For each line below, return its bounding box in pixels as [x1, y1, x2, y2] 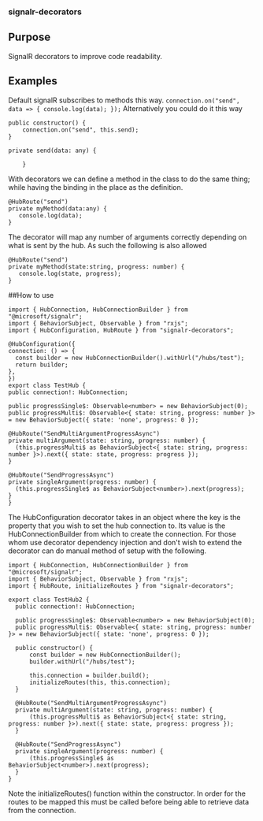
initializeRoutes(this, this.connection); [28, 678, 171, 686]
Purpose [8, 31, 51, 44]
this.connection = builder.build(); [28, 671, 150, 679]
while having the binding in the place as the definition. [8, 182, 183, 191]
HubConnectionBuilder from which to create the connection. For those [8, 529, 236, 538]
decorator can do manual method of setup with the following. [8, 546, 207, 555]
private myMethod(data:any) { [8, 204, 108, 213]
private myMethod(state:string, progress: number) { [8, 262, 185, 270]
